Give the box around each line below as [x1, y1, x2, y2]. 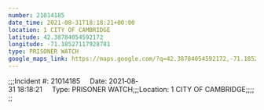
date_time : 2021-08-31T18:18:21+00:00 [8, 19, 135, 27]
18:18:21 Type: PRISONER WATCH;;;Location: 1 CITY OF [16, 84, 203, 94]
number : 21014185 [8, 11, 65, 20]
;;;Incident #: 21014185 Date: [8, 76, 108, 86]
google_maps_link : [8, 55, 68, 63]
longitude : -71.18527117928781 [8, 41, 111, 48]
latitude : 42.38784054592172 [8, 33, 104, 41]
